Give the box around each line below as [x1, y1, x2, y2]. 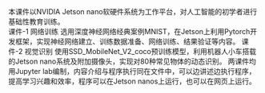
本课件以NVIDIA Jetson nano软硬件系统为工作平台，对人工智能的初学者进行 [8, 7, 258, 16]
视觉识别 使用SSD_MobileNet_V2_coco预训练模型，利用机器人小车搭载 [24, 47, 257, 56]
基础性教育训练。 [8, 17, 65, 26]
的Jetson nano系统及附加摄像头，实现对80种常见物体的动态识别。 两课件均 [8, 56, 256, 66]
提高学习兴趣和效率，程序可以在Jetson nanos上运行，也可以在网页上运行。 [8, 76, 256, 86]
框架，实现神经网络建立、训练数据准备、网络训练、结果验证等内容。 [14, 37, 240, 46]
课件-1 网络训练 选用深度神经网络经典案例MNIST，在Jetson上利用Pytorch [8, 27, 251, 36]
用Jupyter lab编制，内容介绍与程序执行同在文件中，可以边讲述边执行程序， [8, 67, 256, 76]
